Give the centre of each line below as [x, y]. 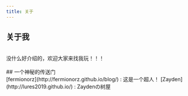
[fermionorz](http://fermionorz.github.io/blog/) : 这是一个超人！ [83, 80]
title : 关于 [20, 11]
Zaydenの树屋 [94, 87]
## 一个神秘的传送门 [31, 72]
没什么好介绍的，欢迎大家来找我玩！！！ [55, 58]
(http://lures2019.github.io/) [39, 87]
